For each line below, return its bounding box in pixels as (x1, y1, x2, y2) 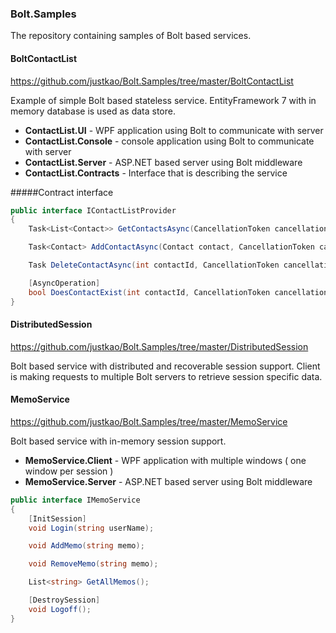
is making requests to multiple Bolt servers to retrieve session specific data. (10, 370, 323, 382)
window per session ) (24, 465, 114, 477)
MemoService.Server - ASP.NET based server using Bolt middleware (24, 475, 313, 487)
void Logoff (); (28, 604, 92, 614)
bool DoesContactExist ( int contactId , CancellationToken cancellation (28, 287, 329, 297)
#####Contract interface (10, 186, 114, 198)
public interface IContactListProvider (10, 205, 177, 216)
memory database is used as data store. (10, 105, 176, 117)
